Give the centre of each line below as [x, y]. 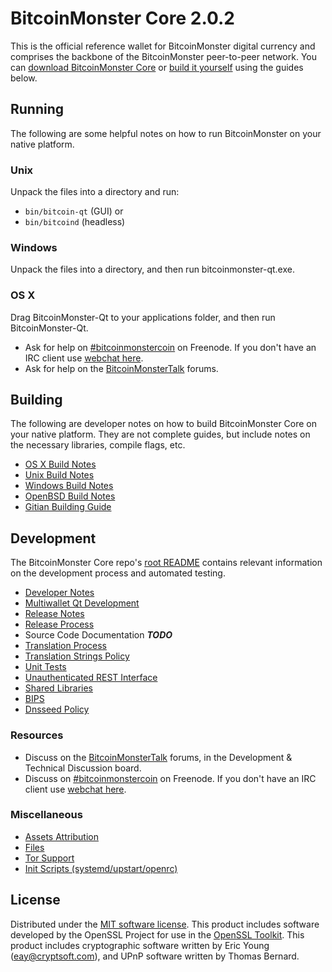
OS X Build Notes [60, 464]
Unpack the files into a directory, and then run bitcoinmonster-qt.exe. [152, 269]
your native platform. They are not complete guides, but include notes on [160, 434]
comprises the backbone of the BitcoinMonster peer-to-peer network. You [163, 56]
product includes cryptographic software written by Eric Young [140, 945]
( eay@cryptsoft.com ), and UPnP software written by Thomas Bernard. [155, 956]
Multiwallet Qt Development [82, 603]
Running [37, 109]
